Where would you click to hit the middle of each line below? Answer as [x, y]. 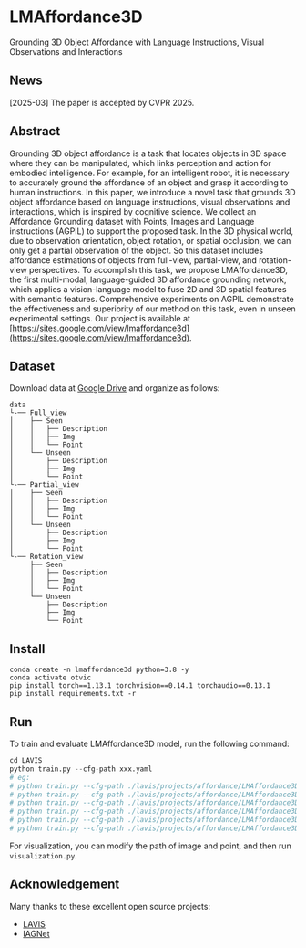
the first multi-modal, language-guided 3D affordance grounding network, [148, 279]
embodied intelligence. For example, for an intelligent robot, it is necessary [149, 173]
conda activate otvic [51, 678]
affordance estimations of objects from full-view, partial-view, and [133, 260]
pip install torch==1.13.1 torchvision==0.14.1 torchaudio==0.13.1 [140, 686]
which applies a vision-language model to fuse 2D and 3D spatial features [148, 289]
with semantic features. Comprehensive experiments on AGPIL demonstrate [152, 299]
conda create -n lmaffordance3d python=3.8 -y [99, 670]
